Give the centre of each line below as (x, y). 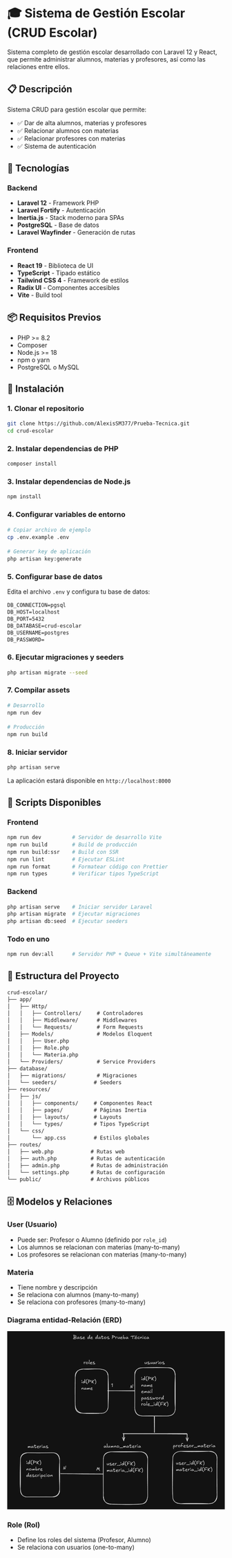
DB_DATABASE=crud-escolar (44, 626)
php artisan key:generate (44, 559)
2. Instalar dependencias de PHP (63, 448)
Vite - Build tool (40, 295)
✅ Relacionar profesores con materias (71, 138)
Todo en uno (29, 940)
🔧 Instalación (36, 388)
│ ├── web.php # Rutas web (66, 1152)
